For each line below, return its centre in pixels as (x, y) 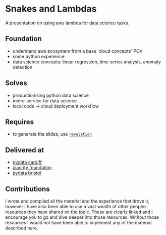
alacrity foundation (32, 168)
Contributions (27, 189)
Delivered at (25, 150)
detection (22, 67)
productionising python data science (51, 95)
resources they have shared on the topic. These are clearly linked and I (79, 212)
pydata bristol (27, 173)
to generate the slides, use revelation (52, 134)
